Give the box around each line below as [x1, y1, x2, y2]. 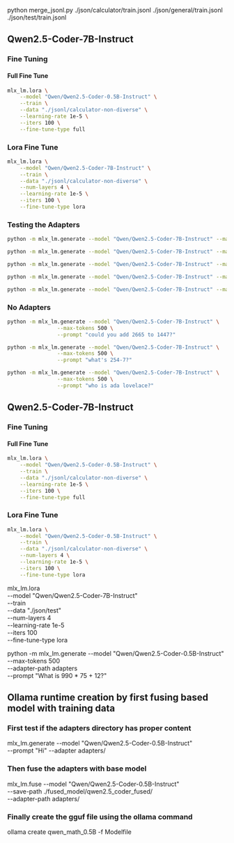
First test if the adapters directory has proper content [7, 723, 192, 733]
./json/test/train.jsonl [7, 13, 67, 22]
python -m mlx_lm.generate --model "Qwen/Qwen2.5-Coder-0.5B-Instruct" [7, 649, 224, 657]
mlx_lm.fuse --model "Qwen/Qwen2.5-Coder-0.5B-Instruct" [7, 780, 180, 788]
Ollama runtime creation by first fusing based [7, 692, 209, 704]
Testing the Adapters [7, 219, 80, 229]
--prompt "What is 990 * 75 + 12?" [7, 671, 107, 679]
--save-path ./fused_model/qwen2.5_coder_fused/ [7, 787, 153, 796]
